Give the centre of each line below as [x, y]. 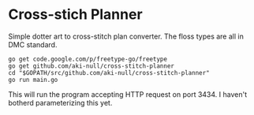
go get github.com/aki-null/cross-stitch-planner [92, 66]
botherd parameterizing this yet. [60, 102]
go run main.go [33, 80]
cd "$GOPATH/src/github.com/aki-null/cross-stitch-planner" [109, 72]
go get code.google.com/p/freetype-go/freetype [88, 59]
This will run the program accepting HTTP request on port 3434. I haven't [127, 94]
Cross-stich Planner [76, 15]
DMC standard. [33, 44]
